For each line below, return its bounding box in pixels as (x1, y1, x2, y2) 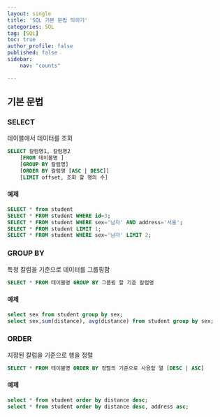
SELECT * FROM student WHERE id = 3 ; (7, 212, 111, 219)
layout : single (7, 10, 52, 17)
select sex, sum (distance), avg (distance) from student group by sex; (7, 317, 214, 325)
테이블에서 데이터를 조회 (7, 134, 73, 142)
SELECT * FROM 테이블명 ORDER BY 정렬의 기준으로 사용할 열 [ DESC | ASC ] (7, 365, 205, 372)
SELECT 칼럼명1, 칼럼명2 (7, 148, 71, 155)
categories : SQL (7, 23, 54, 30)
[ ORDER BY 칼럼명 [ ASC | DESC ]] (20, 167, 110, 175)
